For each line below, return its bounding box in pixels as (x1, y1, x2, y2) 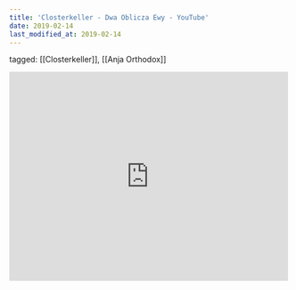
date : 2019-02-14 (9, 21, 74, 30)
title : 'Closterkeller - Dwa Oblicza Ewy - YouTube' (9, 12, 210, 22)
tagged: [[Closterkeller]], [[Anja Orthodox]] (9, 54, 167, 65)
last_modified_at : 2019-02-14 (9, 29, 122, 38)
